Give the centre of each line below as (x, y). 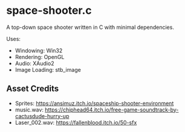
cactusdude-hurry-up (42, 116)
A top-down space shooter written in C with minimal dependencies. (90, 27)
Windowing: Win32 (39, 50)
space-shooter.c (49, 11)
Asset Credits (33, 89)
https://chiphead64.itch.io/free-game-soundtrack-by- (112, 110)
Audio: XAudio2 (34, 63)
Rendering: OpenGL (40, 57)
